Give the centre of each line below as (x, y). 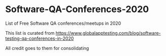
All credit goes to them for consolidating (47, 48)
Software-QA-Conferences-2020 (77, 9)
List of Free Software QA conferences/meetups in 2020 (63, 23)
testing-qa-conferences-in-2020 (40, 38)
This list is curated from (30, 33)
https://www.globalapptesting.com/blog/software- (108, 33)
